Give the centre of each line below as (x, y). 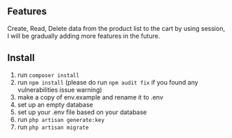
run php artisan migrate (53, 127)
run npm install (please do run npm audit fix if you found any (108, 82)
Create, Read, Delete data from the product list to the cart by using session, (116, 28)
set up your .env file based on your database (82, 112)
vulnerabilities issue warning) (60, 90)
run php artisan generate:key (61, 119)
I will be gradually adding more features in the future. (84, 36)
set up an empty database (55, 104)
